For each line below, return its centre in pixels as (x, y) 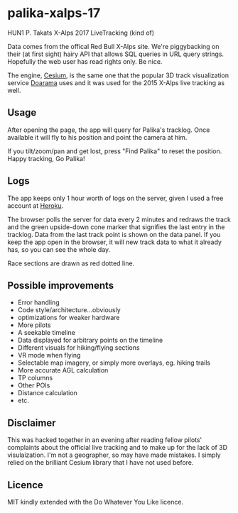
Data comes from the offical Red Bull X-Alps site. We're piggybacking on (113, 46)
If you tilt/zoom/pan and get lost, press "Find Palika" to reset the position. (115, 151)
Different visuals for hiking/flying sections (79, 348)
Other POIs (34, 385)
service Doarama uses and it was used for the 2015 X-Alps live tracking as (116, 82)
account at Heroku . (36, 205)
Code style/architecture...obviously (69, 310)
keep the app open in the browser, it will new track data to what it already (115, 242)
